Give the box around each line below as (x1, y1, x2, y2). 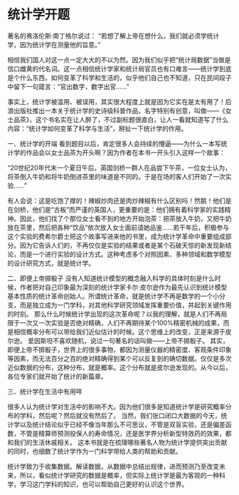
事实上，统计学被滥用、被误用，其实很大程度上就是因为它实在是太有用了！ (7, 97, 225, 106)
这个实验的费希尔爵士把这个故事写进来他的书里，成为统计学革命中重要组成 (7, 232, 225, 240)
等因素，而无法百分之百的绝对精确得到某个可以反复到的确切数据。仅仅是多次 (7, 354, 232, 362)
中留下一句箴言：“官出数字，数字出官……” (7, 82, 129, 91)
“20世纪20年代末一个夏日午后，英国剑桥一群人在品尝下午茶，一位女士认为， (7, 163, 231, 172)
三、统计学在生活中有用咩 (7, 387, 83, 396)
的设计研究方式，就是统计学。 (7, 258, 95, 267)
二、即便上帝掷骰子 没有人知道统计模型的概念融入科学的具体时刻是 (7, 274, 203, 282)
